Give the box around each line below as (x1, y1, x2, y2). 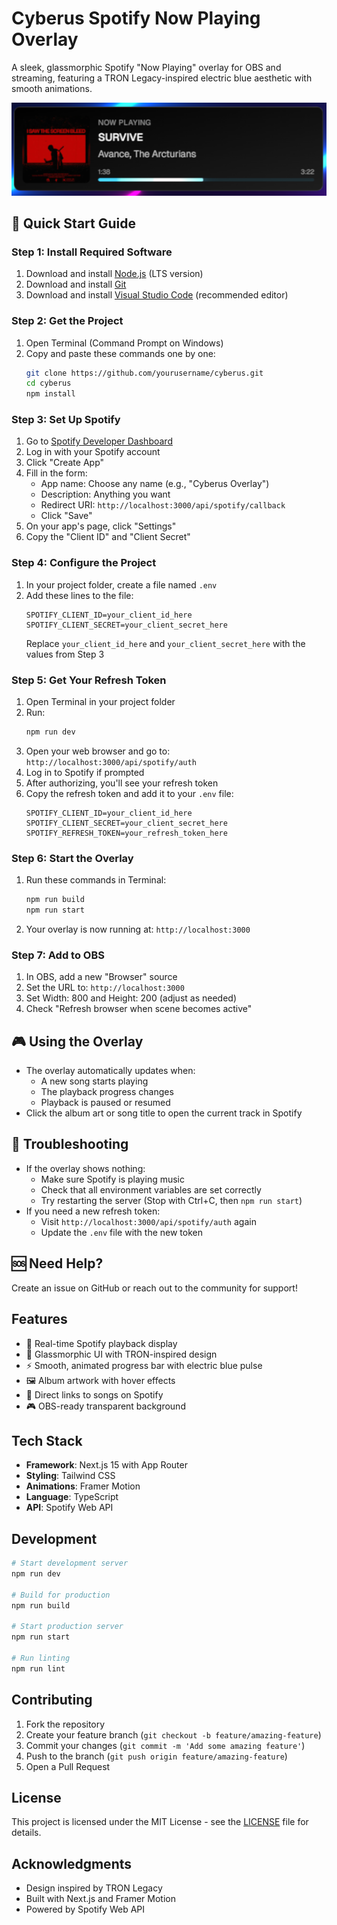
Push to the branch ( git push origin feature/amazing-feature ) (25, 1750, 288, 1762)
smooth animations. (11, 82, 93, 94)
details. (11, 1827, 42, 1839)
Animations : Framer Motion (25, 1480, 141, 1492)
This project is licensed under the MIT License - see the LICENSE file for (11, 1816, 309, 1828)
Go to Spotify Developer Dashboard (25, 435, 173, 447)
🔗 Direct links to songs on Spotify (25, 1388, 164, 1401)
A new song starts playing (40, 1075, 149, 1087)
